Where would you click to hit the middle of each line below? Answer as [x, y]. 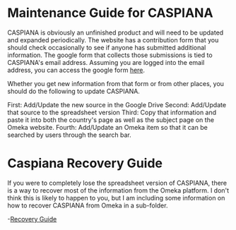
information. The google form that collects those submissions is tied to [110, 55]
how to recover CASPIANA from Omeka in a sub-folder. [88, 205]
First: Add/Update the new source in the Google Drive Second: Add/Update [117, 104]
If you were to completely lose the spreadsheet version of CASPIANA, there [117, 183]
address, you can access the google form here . [76, 70]
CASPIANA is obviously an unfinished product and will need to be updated [116, 32]
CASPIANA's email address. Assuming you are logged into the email [106, 62]
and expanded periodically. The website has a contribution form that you [113, 40]
